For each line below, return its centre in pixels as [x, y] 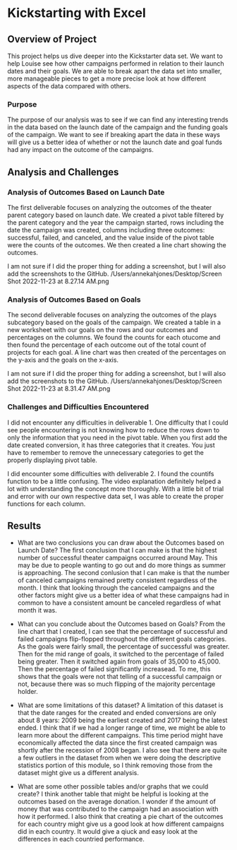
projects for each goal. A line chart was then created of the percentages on [117, 353]
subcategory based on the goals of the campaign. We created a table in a [114, 322]
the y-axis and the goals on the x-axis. [63, 360]
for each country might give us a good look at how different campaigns [121, 824]
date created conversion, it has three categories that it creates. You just [111, 445]
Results [24, 525]
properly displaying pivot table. [52, 460]
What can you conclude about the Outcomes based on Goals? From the [121, 624]
